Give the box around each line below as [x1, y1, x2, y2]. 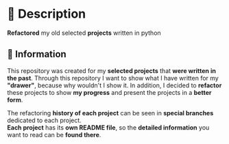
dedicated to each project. [7, 116, 82, 124]
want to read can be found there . [7, 130, 101, 139]
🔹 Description [7, 6, 86, 22]
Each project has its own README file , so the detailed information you [7, 123, 210, 132]
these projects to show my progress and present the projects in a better [7, 88, 212, 96]
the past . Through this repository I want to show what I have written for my [7, 74, 219, 82]
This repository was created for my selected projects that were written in [7, 66, 216, 74]
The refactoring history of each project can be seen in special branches [7, 109, 214, 117]
